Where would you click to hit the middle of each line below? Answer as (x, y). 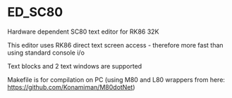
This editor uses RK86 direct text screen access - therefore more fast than (115, 45)
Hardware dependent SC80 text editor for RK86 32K (83, 31)
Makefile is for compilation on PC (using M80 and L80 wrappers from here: (116, 79)
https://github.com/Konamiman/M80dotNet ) (71, 87)
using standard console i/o (46, 52)
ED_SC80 (35, 12)
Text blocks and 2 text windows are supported (75, 66)
